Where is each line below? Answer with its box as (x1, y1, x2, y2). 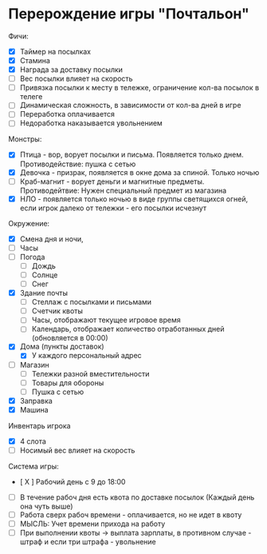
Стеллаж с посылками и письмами (31, 297, 152, 307)
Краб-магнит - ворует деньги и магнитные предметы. (19, 177, 205, 186)
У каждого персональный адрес (31, 351, 142, 361)
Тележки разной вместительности (31, 369, 150, 378)
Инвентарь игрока (8, 420, 71, 430)
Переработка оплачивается (19, 110, 116, 119)
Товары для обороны (31, 377, 104, 388)
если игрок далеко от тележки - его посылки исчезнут (19, 203, 207, 213)
